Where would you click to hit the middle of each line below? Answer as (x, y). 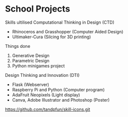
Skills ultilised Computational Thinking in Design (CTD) (60, 22)
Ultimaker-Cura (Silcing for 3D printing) (51, 37)
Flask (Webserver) (31, 84)
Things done (18, 46)
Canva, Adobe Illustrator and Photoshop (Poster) (61, 100)
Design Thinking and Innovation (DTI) (42, 75)
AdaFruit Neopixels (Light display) (46, 95)
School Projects (38, 9)
